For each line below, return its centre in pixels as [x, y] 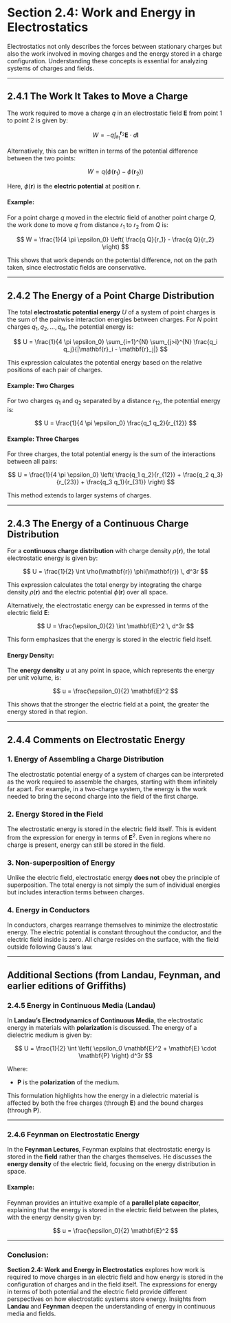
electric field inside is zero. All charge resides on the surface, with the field [113, 940]
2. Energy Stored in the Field [55, 814]
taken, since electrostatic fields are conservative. [77, 268]
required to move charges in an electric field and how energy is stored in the [115, 1277]
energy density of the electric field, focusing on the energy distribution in [112, 1164]
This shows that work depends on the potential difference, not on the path [112, 260]
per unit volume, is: [34, 678]
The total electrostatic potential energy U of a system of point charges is [111, 312]
